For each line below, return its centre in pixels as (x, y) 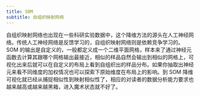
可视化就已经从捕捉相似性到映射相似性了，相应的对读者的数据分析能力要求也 (100, 79)
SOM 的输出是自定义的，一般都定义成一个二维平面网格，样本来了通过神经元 (99, 49)
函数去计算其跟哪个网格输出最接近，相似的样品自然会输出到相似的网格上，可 (100, 57)
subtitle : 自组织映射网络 (35, 17)
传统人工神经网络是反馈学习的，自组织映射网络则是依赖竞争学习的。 (100, 42)
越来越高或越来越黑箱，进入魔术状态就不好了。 (63, 87)
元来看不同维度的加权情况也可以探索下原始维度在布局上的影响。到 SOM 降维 (100, 72)
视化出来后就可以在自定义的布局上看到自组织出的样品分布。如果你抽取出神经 (100, 64)
